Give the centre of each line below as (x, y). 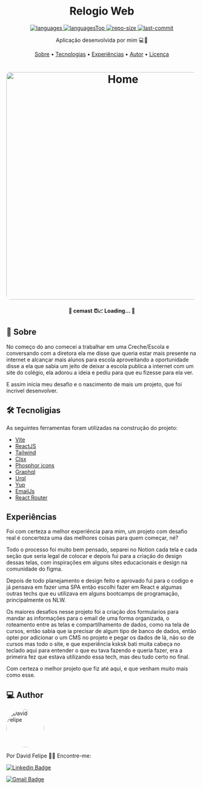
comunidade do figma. (34, 569)
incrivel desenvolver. (32, 391)
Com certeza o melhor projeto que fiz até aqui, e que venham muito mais (97, 669)
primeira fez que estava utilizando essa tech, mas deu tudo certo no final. (98, 657)
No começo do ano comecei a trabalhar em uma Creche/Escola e (88, 346)
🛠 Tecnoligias (34, 410)
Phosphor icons (35, 466)
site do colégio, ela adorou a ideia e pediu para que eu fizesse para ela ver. (100, 372)
